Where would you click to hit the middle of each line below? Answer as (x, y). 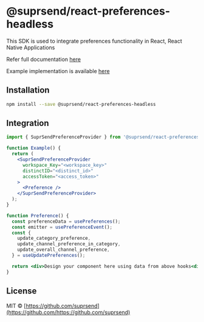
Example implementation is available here (58, 71)
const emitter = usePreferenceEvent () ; (62, 227)
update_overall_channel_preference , (64, 250)
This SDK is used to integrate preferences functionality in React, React (94, 41)
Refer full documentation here (43, 59)
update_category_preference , (54, 239)
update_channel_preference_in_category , (69, 244)
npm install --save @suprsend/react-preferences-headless (81, 104)
